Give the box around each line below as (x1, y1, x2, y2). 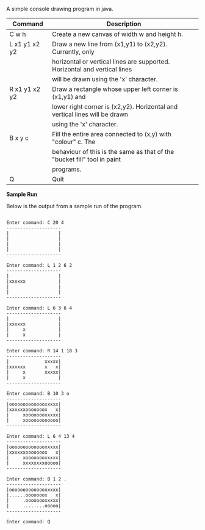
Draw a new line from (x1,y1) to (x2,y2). (51, 40, 168, 48)
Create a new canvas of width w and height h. (51, 30, 183, 38)
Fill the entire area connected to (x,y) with (51, 130, 172, 138)
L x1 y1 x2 (9, 40, 40, 48)
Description (106, 20, 142, 28)
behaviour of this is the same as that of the (51, 148, 174, 156)
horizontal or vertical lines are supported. (51, 57, 170, 66)
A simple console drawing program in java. (6, 5, 114, 12)
